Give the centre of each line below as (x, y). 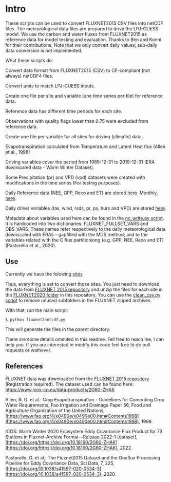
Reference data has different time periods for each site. (64, 111)
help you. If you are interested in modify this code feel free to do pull (78, 344)
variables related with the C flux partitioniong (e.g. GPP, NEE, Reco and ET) (85, 240)
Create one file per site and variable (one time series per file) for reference (84, 96)
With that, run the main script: (37, 310)
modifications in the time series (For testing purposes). (63, 182)
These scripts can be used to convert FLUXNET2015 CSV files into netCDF (84, 23)
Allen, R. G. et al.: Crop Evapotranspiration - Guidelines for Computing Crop (85, 399)
